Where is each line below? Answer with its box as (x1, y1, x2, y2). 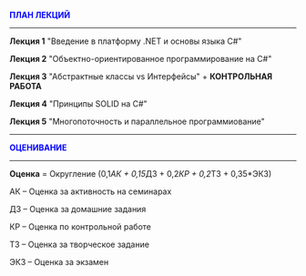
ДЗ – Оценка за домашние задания (9, 204, 147, 214)
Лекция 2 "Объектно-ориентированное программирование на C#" (9, 54, 272, 64)
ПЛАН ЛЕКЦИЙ (9, 10, 71, 20)
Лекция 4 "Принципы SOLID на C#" (9, 98, 148, 109)
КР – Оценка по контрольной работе (9, 221, 152, 232)
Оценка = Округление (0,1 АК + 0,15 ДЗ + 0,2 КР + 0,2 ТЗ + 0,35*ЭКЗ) (9, 169, 272, 179)
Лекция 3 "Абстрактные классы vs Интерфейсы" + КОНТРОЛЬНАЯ (9, 71, 273, 82)
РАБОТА (9, 81, 43, 91)
